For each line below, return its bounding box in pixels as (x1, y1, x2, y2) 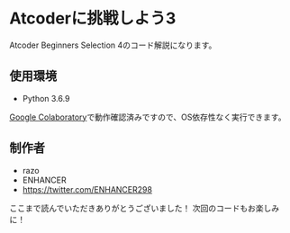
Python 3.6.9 (22, 93, 70, 103)
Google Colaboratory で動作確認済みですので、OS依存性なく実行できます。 (9, 112, 286, 122)
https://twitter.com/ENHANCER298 (22, 184, 153, 194)
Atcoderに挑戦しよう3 (9, 8, 177, 29)
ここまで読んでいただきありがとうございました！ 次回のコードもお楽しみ (9, 202, 280, 213)
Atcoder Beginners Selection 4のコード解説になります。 (9, 40, 217, 50)
